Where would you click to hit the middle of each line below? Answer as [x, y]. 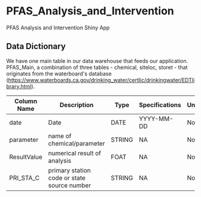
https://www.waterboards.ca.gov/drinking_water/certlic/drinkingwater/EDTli [101, 80]
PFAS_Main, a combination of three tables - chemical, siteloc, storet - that [97, 67]
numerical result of [75, 153]
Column [26, 101]
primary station [69, 170]
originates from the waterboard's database [59, 74]
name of [60, 136]
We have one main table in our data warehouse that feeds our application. [97, 60]
